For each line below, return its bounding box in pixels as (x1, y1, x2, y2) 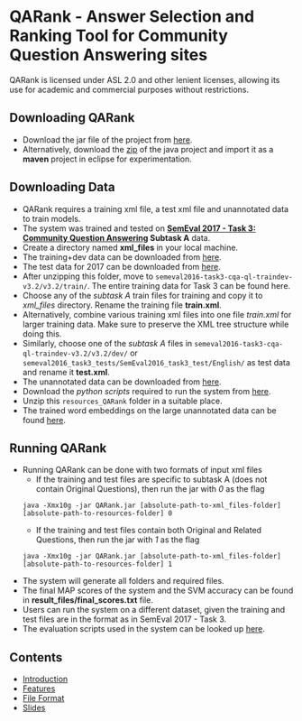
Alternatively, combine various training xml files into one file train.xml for (22, 309, 292, 319)
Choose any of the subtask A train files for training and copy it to (22, 290, 263, 300)
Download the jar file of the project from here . (22, 134, 193, 145)
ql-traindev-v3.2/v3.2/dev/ (22, 349, 128, 358)
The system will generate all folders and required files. (22, 576, 224, 587)
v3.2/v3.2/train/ (22, 282, 88, 291)
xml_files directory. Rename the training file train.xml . (22, 300, 223, 310)
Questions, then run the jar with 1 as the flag (35, 534, 200, 545)
